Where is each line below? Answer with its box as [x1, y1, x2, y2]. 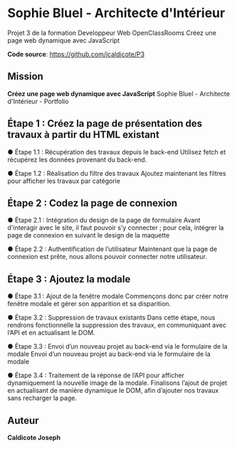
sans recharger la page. [7, 393, 77, 403]
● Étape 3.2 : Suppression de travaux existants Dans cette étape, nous [7, 313, 216, 322]
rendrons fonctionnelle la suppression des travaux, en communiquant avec [7, 321, 226, 329]
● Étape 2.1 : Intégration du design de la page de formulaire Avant [7, 216, 201, 225]
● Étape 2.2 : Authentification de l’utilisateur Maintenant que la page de [7, 245, 218, 253]
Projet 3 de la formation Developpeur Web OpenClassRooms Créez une [7, 28, 217, 37]
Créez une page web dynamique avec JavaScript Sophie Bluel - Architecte [7, 89, 230, 97]
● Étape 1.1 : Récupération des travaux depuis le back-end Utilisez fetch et [7, 147, 226, 156]
